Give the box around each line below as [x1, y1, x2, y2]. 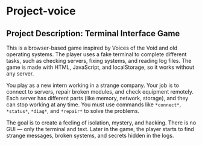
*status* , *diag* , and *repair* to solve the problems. [6, 108, 140, 114]
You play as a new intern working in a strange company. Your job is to [6, 82, 180, 89]
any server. [6, 70, 34, 77]
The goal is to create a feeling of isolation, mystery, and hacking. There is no [6, 119, 197, 126]
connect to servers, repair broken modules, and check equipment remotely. [6, 88, 194, 95]
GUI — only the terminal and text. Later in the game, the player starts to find [6, 126, 194, 132]
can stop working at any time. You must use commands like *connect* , [6, 101, 181, 108]
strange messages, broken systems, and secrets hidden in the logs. [6, 132, 174, 139]
